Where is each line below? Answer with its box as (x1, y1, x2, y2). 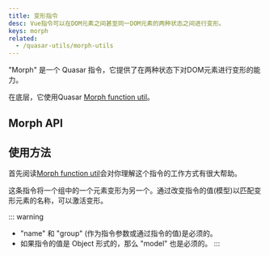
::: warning (8, 212, 44, 222)
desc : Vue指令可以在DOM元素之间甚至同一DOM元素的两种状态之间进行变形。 (8, 19, 225, 27)
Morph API (8, 116, 63, 130)
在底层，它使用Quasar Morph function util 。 (8, 92, 155, 102)
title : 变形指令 (8, 11, 58, 20)
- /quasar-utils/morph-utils (15, 42, 114, 50)
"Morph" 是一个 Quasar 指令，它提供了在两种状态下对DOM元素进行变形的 (8, 65, 254, 75)
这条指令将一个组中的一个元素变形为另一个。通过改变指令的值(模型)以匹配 (8, 186, 254, 195)
